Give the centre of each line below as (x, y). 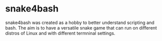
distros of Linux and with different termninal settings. (60, 33)
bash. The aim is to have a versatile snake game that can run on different (81, 27)
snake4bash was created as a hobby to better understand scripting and (80, 22)
